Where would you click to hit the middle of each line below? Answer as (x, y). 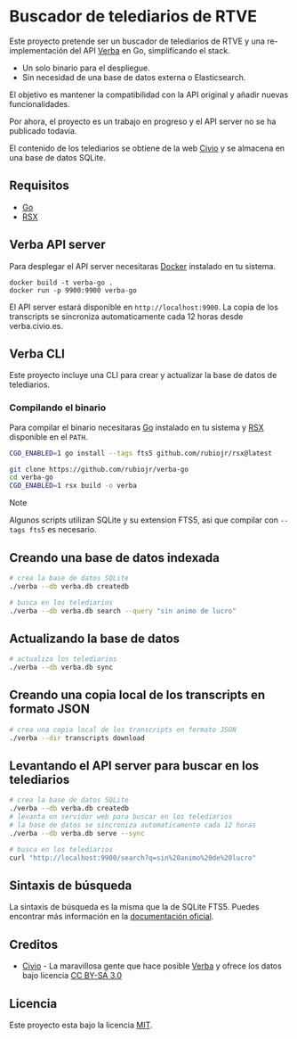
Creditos (34, 944)
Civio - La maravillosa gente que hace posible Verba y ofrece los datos (152, 966)
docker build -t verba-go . (61, 283)
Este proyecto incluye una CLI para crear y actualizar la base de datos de (143, 375)
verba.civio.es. (36, 326)
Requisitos (39, 186)
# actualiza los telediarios (63, 659)
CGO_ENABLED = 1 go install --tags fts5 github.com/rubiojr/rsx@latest (141, 453)
